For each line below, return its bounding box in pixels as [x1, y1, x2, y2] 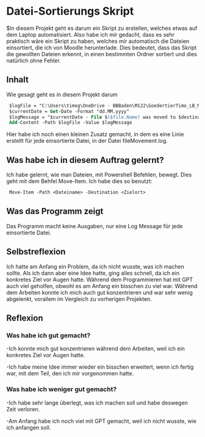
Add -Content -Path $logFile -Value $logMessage [9, 120, 132, 126]
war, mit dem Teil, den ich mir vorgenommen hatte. [6, 370, 134, 377]
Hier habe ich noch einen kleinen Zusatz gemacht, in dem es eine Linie [6, 131, 184, 138]
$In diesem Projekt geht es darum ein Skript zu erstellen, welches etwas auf [6, 24, 198, 32]
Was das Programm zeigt [6, 206, 104, 217]
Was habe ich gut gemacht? [6, 331, 91, 339]
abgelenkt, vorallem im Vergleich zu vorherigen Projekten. [6, 295, 153, 303]
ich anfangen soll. [6, 424, 51, 431]
